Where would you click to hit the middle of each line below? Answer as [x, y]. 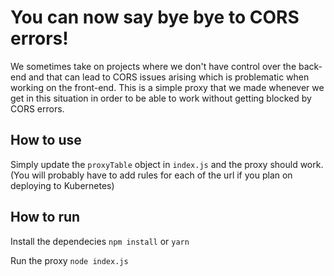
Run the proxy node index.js [69, 260]
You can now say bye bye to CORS [155, 17]
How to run [45, 217]
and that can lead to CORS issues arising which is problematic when [169, 77]
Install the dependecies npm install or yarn [100, 241]
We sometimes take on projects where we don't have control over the [153, 66]
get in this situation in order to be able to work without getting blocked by [161, 98]
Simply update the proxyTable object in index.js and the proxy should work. [167, 164]
